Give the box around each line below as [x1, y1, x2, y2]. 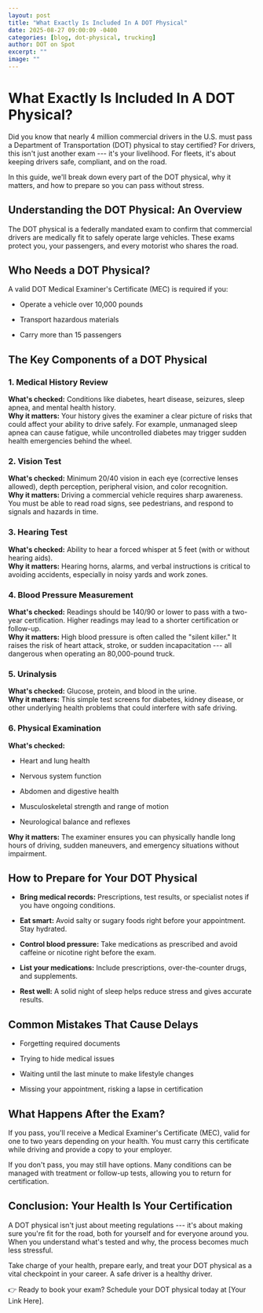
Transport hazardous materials [19, 315, 119, 325]
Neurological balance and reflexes [19, 817, 131, 826]
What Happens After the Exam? [8, 1107, 166, 1120]
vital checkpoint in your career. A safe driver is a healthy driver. [8, 1269, 213, 1278]
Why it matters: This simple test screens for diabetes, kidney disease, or [8, 695, 244, 704]
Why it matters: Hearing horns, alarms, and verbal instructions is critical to [8, 561, 251, 571]
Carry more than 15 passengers [19, 330, 122, 340]
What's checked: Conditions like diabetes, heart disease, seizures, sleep [8, 395, 245, 404]
